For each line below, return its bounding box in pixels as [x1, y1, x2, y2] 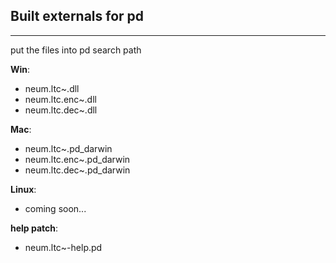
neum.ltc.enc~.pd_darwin [24, 153, 131, 165]
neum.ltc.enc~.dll [24, 93, 97, 105]
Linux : [10, 183, 37, 195]
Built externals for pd [10, 8, 145, 25]
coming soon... [24, 202, 87, 214]
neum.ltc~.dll [24, 82, 80, 94]
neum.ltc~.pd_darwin [24, 142, 113, 154]
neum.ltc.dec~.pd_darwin [24, 164, 131, 176]
